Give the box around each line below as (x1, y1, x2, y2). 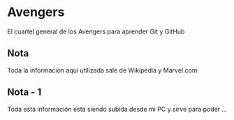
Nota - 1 (7, 87, 42, 98)
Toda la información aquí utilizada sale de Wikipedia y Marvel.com (7, 66, 198, 74)
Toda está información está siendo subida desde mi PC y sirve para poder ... (7, 105, 228, 113)
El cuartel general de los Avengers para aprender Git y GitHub (7, 27, 185, 36)
